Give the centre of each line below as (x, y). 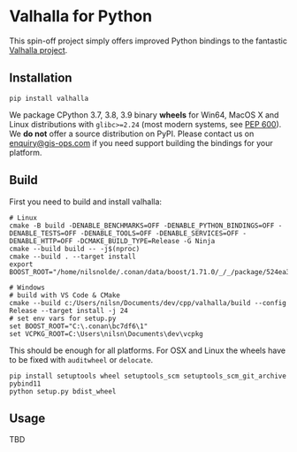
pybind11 (25, 383)
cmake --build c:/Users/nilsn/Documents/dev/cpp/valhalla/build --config (148, 303)
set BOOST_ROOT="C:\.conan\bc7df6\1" (79, 326)
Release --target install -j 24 (69, 310)
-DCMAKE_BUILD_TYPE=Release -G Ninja (146, 241)
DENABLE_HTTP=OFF (41, 241)
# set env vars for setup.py (63, 318)
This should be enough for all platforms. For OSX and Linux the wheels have (148, 350)
